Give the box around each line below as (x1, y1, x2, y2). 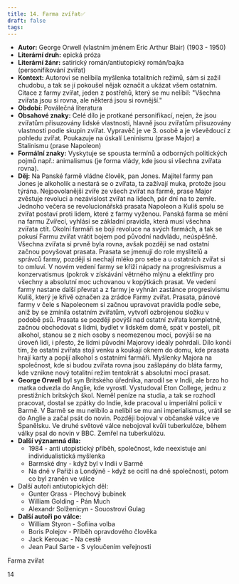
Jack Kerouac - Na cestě (28, 535, 102, 543)
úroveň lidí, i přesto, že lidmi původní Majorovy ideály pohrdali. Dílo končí (17, 338, 232, 347)
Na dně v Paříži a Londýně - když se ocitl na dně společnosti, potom (28, 467, 229, 476)
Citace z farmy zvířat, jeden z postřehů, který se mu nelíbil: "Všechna (17, 88, 221, 97)
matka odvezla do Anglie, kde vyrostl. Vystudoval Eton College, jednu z (17, 384, 226, 392)
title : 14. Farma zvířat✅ (7, 10, 85, 18)
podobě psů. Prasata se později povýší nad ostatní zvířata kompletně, (17, 316, 222, 324)
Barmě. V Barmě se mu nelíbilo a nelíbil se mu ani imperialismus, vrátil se (17, 407, 231, 415)
